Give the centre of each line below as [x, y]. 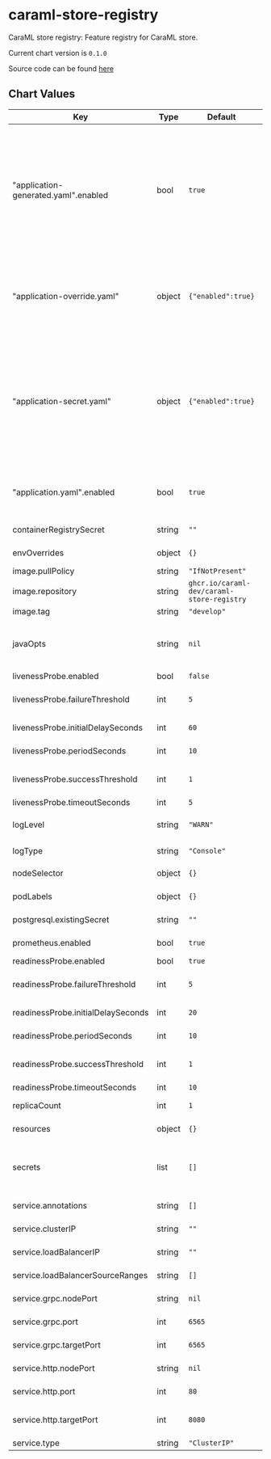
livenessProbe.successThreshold [75, 779]
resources [31, 1128]
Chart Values [42, 94]
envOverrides [38, 553]
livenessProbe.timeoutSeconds [71, 802]
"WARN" [201, 824]
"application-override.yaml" [66, 296]
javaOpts [29, 643]
